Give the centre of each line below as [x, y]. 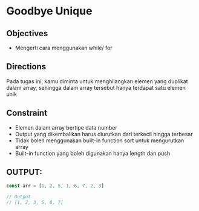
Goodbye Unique [49, 11]
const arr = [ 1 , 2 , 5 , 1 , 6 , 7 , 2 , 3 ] [55, 186]
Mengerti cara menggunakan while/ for [64, 48]
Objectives [27, 33]
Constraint [27, 113]
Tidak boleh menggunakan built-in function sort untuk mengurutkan [99, 140]
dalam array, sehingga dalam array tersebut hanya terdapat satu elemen [96, 87]
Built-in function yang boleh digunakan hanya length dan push [93, 153]
